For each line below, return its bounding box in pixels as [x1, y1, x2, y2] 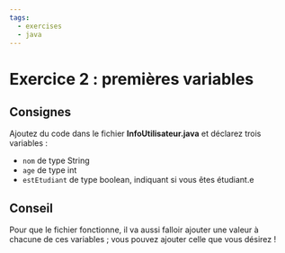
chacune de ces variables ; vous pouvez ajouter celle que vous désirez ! [9, 234, 277, 245]
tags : [9, 13, 30, 23]
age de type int [22, 165, 77, 176]
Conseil [9, 200, 54, 216]
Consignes [9, 104, 72, 120]
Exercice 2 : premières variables [9, 68, 254, 89]
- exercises [17, 22, 63, 31]
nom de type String [22, 155, 90, 167]
